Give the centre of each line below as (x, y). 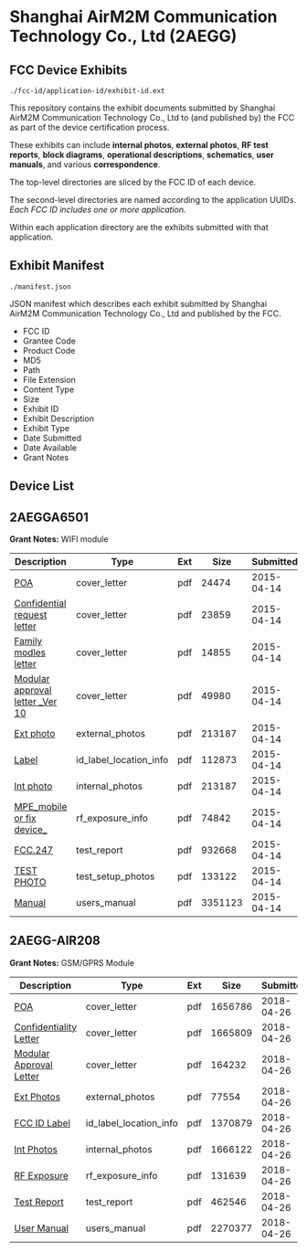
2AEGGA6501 (49, 517)
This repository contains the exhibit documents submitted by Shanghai (143, 108)
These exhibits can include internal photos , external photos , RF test (139, 145)
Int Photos (36, 1149)
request (31, 615)
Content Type (48, 389)
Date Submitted (52, 438)
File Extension (49, 379)
